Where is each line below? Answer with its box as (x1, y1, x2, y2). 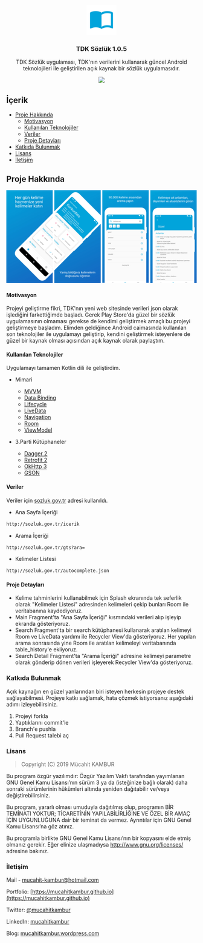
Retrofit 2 (24, 457, 48, 464)
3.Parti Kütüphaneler (14, 438, 66, 446)
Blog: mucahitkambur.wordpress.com (6, 930, 100, 937)
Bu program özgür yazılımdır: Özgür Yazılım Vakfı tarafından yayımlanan (6, 773, 185, 780)
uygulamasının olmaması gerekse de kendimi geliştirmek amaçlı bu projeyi (6, 318, 191, 325)
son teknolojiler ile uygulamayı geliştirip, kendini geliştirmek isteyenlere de (6, 331, 190, 338)
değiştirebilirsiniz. (6, 792, 50, 799)
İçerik (6, 95, 28, 105)
